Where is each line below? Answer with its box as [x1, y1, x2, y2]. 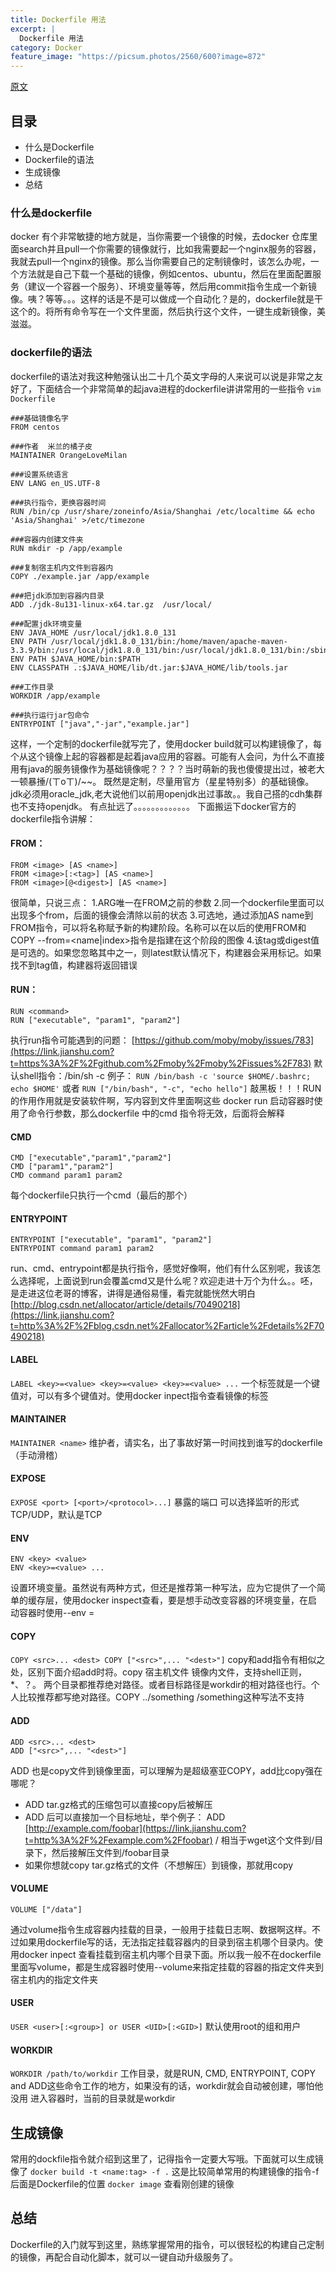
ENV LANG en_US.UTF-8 [10, 478, 101, 488]
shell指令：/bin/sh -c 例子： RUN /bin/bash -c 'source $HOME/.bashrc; [18, 1069, 312, 1081]
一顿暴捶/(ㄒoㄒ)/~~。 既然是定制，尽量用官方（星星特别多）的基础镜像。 [10, 775, 315, 787]
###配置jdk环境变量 [10, 619, 83, 629]
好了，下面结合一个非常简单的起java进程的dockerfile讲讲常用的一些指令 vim [10, 382, 322, 395]
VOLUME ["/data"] [10, 1904, 83, 1915]
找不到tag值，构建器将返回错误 [10, 959, 138, 971]
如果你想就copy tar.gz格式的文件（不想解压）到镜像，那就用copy [24, 1859, 294, 1871]
